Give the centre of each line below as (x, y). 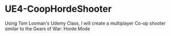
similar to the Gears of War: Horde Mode (47, 28)
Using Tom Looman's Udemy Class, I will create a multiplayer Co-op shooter (85, 23)
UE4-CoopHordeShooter (58, 9)
